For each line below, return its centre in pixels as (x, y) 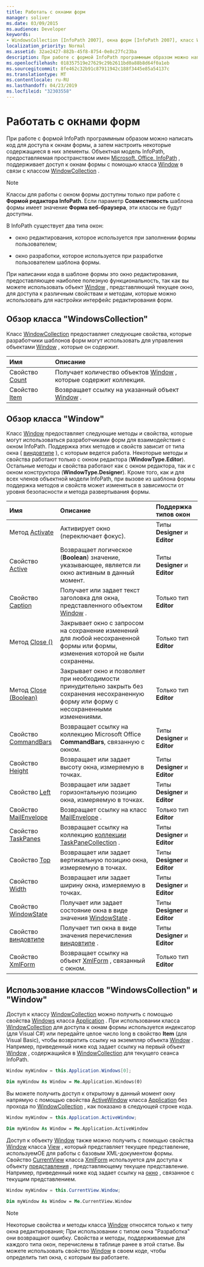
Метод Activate (32, 532)
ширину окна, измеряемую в (103, 885)
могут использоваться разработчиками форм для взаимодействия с (96, 440)
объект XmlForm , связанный (103, 961)
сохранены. (77, 661)
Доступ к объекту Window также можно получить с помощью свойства (100, 1140)
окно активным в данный (97, 573)
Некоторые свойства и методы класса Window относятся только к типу (100, 1225)
